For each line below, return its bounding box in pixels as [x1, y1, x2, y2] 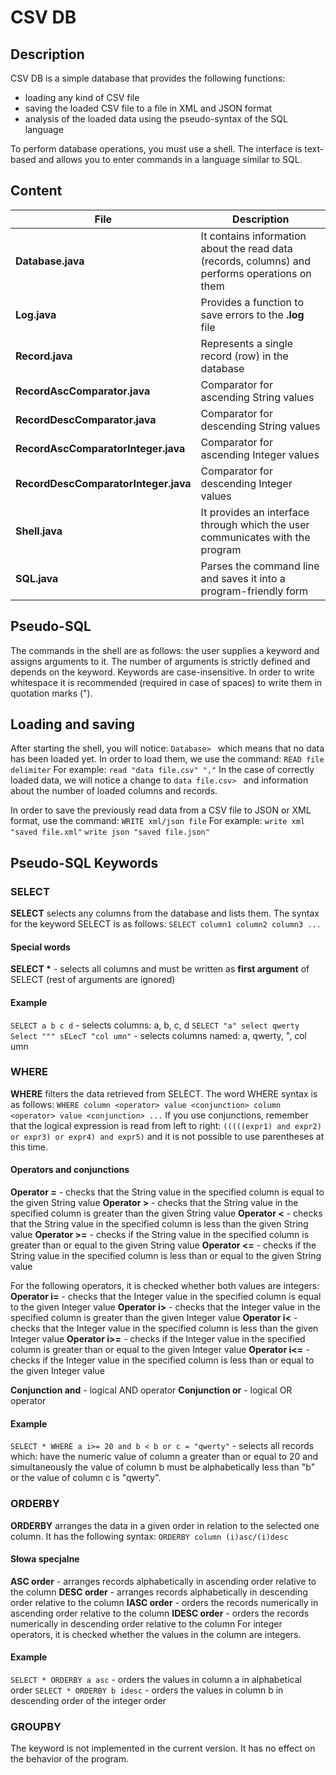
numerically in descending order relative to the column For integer [10, 1617, 283, 1630]
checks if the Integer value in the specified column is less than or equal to [10, 1354, 315, 1366]
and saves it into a [200, 571, 286, 585]
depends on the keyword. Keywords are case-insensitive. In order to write [10, 666, 315, 678]
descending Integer [200, 476, 293, 490]
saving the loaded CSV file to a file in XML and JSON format [24, 102, 273, 114]
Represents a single [200, 336, 293, 350]
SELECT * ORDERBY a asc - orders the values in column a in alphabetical [10, 1673, 302, 1685]
